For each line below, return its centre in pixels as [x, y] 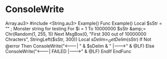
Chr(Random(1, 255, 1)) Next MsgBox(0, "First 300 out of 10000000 [76, 34]
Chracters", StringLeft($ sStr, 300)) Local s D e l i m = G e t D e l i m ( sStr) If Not [78, 40]
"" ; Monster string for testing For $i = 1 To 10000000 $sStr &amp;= [76, 28]
